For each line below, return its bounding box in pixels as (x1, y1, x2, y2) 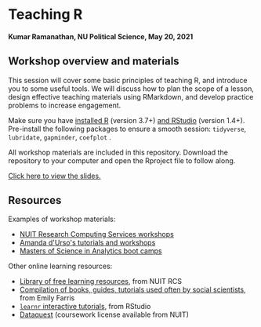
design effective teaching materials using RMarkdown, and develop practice (8, 92, 254, 101)
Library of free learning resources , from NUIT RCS (19, 277, 183, 286)
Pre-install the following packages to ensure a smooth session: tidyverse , (8, 124, 247, 133)
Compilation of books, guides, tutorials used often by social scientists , (19, 285, 246, 295)
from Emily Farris (19, 293, 75, 303)
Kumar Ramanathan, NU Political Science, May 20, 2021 (8, 31, 194, 41)
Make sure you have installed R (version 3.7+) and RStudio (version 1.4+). (8, 115, 245, 125)
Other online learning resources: (8, 261, 113, 271)
